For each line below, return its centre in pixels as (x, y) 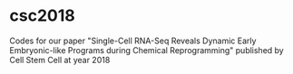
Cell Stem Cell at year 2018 (60, 60)
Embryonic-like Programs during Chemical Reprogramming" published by (146, 50)
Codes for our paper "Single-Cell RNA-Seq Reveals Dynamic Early (133, 41)
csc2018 (42, 16)
